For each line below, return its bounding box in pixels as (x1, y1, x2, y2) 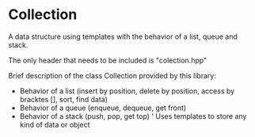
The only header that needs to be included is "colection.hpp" (8, 55, 207, 65)
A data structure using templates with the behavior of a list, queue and (8, 32, 238, 41)
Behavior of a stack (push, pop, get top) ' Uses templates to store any (19, 111, 247, 120)
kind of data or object (19, 120, 90, 129)
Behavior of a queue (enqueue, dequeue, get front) (19, 103, 187, 112)
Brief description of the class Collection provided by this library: (8, 70, 216, 80)
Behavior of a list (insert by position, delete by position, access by (19, 86, 235, 96)
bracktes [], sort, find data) (19, 94, 108, 104)
